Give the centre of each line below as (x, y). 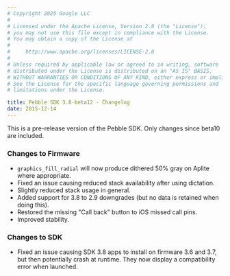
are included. (26, 135)
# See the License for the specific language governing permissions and (113, 84)
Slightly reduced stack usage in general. (74, 190)
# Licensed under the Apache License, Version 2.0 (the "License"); (107, 26)
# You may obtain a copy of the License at (70, 39)
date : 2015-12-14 (32, 109)
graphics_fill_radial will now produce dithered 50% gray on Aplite (113, 168)
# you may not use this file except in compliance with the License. (108, 33)
